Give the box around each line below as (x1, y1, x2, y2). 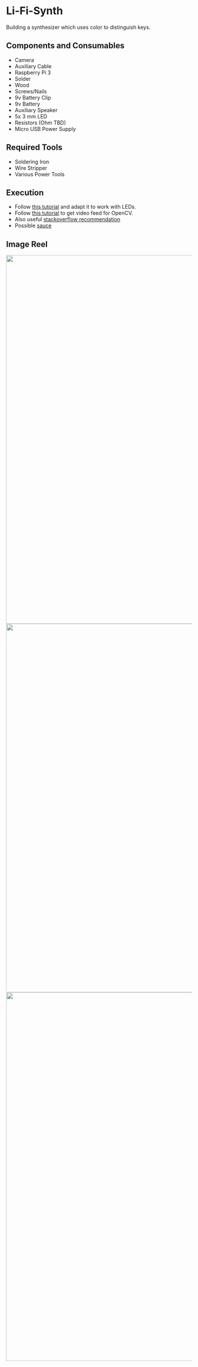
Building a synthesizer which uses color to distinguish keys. (6, 24, 151, 31)
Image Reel (6, 239, 48, 249)
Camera (14, 56, 34, 63)
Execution (6, 188, 44, 198)
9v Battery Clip (14, 94, 51, 101)
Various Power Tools (14, 170, 65, 178)
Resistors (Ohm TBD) (14, 119, 67, 126)
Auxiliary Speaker (14, 106, 58, 113)
